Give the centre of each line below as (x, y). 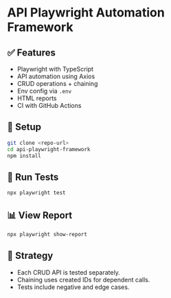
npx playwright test (37, 193)
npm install (24, 156)
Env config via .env (44, 91)
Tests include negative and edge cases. (73, 287)
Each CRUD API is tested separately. (68, 272)
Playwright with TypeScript (55, 69)
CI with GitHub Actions (49, 105)
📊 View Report (40, 215)
